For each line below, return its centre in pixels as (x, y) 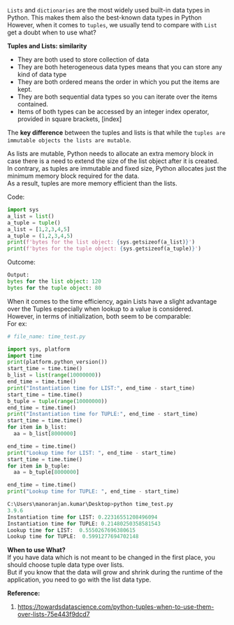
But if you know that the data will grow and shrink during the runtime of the (115, 573)
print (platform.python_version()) (58, 362)
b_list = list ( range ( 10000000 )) (54, 375)
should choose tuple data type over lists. (66, 565)
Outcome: (22, 262)
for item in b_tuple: (39, 466)
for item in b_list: (37, 427)
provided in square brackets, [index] (70, 119)
